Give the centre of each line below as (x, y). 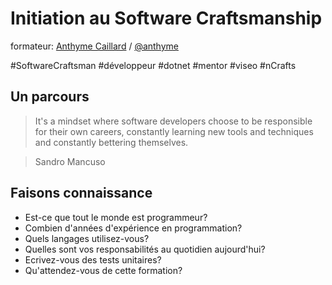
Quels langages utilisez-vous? (87, 238)
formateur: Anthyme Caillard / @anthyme (94, 46)
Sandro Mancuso (70, 161)
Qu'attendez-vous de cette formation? (103, 270)
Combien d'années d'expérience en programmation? (133, 228)
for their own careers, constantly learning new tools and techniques (174, 131)
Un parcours (50, 97)
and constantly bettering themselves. (111, 142)
